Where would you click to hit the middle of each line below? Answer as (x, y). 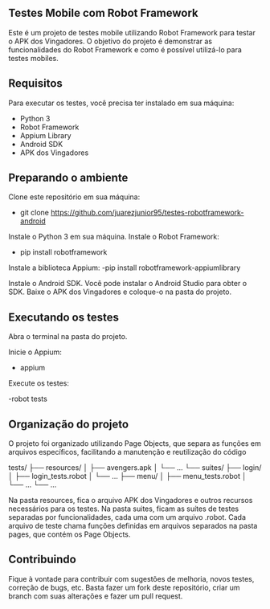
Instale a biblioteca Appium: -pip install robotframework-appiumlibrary (125, 268)
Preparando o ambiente (68, 178)
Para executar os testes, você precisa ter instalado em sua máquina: (121, 103)
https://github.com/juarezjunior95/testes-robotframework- (147, 213)
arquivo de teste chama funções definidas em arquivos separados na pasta (133, 526)
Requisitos (35, 84)
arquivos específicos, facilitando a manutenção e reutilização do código (127, 452)
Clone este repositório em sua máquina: (74, 197)
